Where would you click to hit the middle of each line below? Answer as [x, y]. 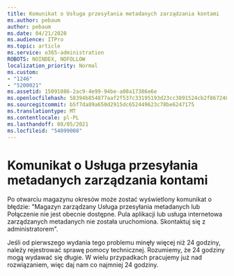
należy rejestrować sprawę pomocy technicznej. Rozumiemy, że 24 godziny [116, 250]
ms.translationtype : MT [42, 111]
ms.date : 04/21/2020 [37, 33]
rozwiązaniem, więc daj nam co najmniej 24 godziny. [83, 265]
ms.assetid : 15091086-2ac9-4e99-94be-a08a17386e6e [82, 92]
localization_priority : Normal [53, 66]
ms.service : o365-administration [56, 53]
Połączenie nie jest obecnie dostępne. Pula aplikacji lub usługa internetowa [115, 215]
